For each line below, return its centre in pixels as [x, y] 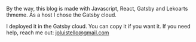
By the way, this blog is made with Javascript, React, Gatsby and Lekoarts [97, 9]
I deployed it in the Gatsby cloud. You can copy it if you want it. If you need [98, 26]
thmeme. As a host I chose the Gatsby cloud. [61, 15]
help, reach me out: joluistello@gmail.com [58, 33]
